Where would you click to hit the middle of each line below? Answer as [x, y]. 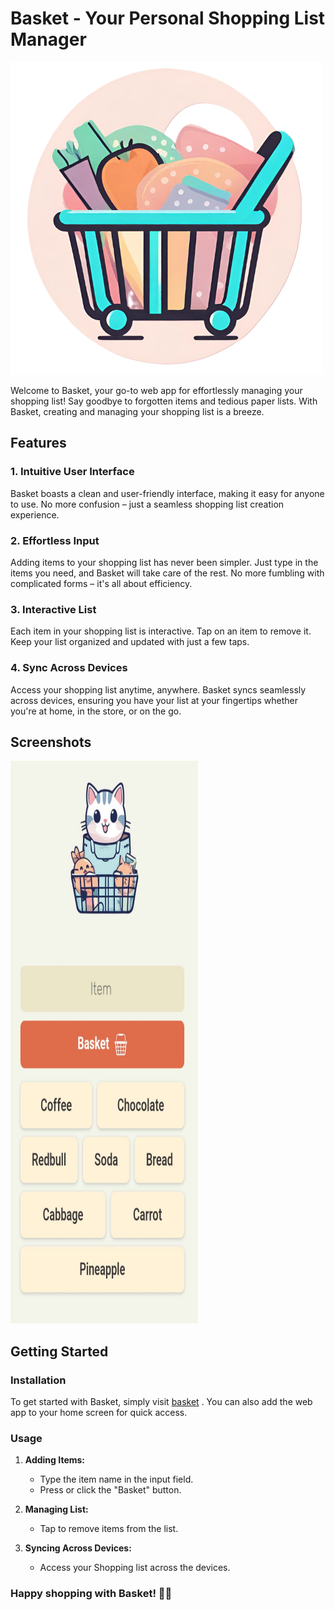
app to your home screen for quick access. [99, 1413]
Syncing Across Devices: [78, 1548]
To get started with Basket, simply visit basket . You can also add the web [161, 1402]
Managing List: [56, 1509]
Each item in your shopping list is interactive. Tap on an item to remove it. [161, 631]
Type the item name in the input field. [116, 1479]
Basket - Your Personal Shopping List [168, 18]
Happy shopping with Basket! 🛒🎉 [91, 1594]
